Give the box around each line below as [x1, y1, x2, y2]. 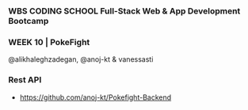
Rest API [8, 74, 42, 85]
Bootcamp [8, 15, 49, 26]
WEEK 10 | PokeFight [8, 36, 90, 47]
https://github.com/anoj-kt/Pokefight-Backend [19, 93, 172, 102]
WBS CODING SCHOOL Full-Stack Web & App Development [8, 6, 241, 17]
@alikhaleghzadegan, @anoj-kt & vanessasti [8, 55, 154, 64]
